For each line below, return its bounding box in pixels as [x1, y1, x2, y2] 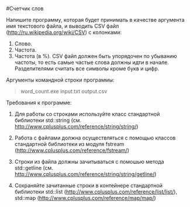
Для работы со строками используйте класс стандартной [14, 111, 160, 117]
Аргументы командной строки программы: [6, 76, 115, 83]
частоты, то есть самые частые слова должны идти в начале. [14, 59, 170, 66]
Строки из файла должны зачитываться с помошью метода [14, 158, 165, 165]
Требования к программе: [6, 99, 72, 106]
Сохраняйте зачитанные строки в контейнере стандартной [14, 182, 163, 189]
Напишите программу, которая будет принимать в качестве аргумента [6, 16, 185, 23]
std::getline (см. [14, 164, 54, 171]
